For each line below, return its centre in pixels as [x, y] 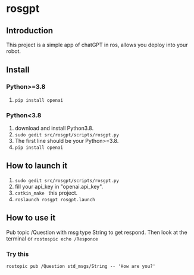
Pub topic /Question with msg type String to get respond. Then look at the [97, 232]
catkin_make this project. [46, 193]
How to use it [31, 218]
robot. [14, 51]
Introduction [30, 31]
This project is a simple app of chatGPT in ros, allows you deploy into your [97, 45]
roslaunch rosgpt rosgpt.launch [55, 199]
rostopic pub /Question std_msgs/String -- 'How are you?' [81, 266]
